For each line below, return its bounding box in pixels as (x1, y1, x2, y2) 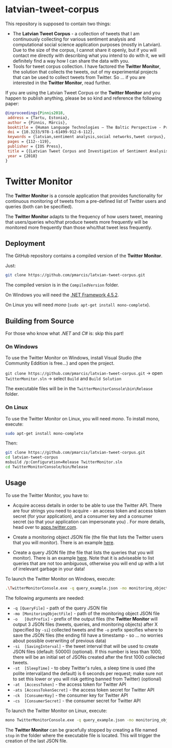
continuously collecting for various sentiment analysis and (12, 36, 136, 42)
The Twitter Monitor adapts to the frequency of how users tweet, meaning (5, 213, 163, 219)
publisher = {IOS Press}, (7, 144, 63, 149)
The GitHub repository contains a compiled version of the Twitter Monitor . (5, 253, 163, 259)
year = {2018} (7, 153, 38, 159)
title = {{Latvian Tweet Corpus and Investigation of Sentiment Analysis (7, 148, 168, 154)
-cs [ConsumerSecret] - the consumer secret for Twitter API (12, 697, 141, 704)
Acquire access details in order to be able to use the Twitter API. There (12, 502, 162, 508)
